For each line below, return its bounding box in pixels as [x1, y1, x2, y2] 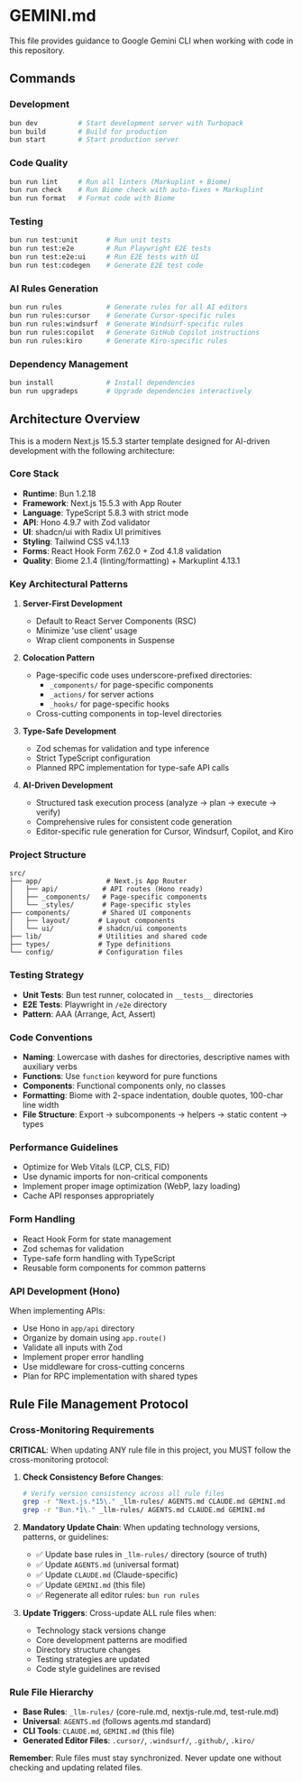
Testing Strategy [9, 969, 84, 982]
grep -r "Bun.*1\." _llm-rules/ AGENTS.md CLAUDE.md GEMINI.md [22, 1506, 266, 1515]
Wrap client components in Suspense [35, 635, 176, 646]
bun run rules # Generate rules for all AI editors [9, 303, 248, 312]
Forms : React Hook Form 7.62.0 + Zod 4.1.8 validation [22, 545, 223, 556]
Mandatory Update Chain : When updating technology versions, [22, 1522, 261, 1533]
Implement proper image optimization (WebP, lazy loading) [22, 1181, 241, 1192]
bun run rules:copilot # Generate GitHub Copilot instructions [9, 328, 260, 337]
